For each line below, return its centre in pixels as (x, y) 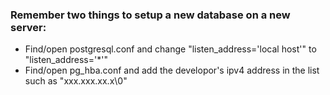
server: (28, 27)
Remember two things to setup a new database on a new (150, 15)
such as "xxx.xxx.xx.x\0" (76, 81)
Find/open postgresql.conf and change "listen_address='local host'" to (170, 49)
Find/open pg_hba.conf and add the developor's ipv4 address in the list (172, 70)
